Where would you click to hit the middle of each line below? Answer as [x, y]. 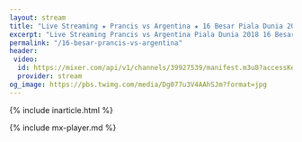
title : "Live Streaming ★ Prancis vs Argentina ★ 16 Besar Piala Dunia [146, 26]
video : [26, 59]
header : [24, 51]
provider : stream [50, 76]
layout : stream [38, 18]
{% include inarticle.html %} [62, 110]
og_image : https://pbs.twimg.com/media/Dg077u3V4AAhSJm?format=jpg [138, 84]
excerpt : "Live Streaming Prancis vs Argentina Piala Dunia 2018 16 [140, 34]
